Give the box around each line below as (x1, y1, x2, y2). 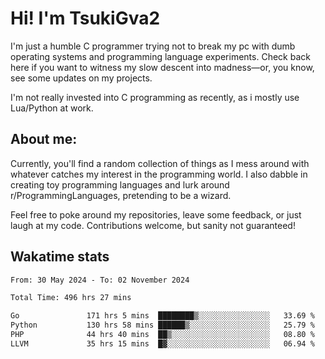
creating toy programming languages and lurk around (10, 178, 230, 191)
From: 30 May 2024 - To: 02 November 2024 (10, 275, 190, 285)
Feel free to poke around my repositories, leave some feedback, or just (10, 208, 302, 221)
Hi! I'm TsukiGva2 (10, 7, 161, 30)
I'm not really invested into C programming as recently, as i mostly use (10, 91, 300, 103)
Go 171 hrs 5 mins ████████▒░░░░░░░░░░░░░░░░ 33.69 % (10, 311, 315, 321)
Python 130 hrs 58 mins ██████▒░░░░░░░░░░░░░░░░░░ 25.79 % (10, 320, 315, 331)
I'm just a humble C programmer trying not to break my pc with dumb (10, 40, 296, 52)
